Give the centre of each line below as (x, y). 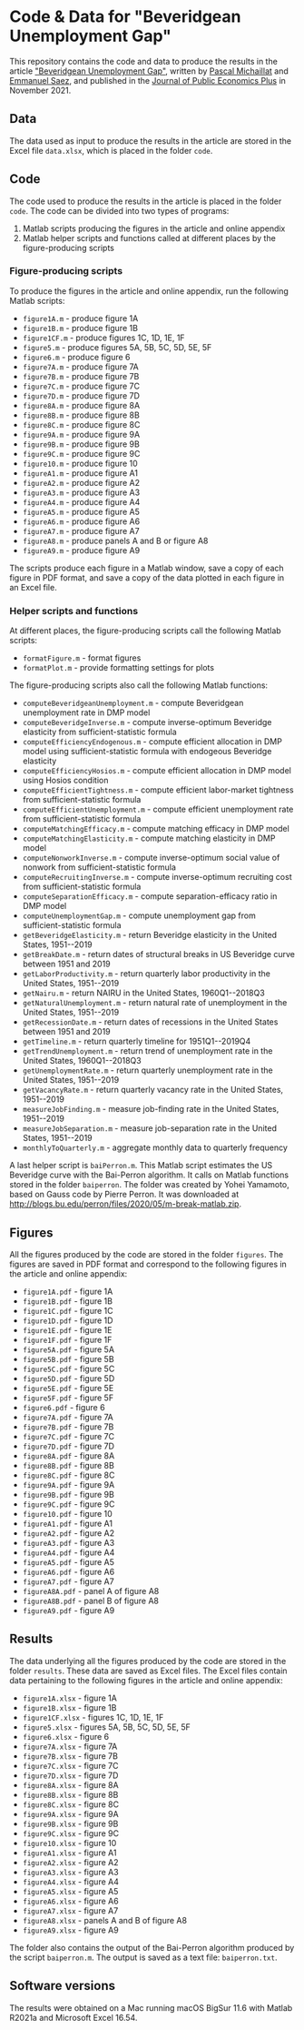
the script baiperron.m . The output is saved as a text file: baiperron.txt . (143, 1957)
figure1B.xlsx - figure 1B (69, 1707)
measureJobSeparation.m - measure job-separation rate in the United (149, 1128)
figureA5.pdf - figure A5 (69, 1561)
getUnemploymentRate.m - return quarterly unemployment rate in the (148, 1070)
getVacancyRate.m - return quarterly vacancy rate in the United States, (153, 1090)
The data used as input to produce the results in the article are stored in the (151, 141)
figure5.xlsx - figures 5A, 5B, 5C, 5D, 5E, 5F (106, 1727)
